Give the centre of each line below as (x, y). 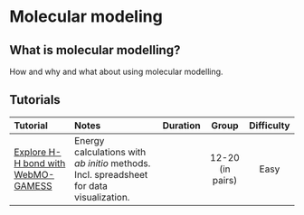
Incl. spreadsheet (111, 174)
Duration (181, 126)
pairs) (225, 180)
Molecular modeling (86, 17)
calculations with (110, 152)
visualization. (102, 197)
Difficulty (269, 126)
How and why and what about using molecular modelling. (116, 71)
